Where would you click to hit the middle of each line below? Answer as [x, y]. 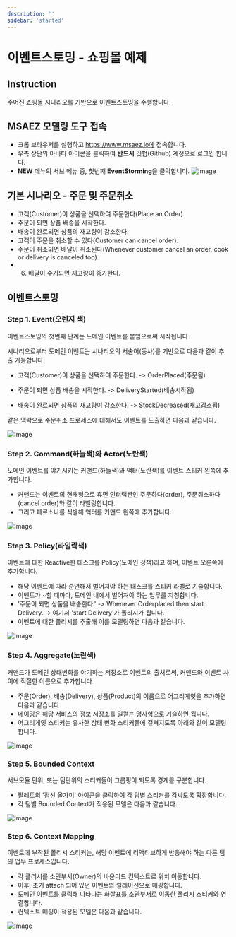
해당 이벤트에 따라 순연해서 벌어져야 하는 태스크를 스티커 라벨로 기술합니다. [120, 587]
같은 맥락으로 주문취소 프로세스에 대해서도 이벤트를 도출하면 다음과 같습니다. [112, 420]
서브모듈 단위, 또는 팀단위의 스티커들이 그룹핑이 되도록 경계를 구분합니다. [107, 780]
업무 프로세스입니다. [42, 861]
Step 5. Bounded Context [51, 764]
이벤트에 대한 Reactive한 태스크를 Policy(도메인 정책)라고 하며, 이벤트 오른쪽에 [115, 562]
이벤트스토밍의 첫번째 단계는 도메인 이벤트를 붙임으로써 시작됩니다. [99, 336]
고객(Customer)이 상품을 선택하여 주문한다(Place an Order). [101, 214]
